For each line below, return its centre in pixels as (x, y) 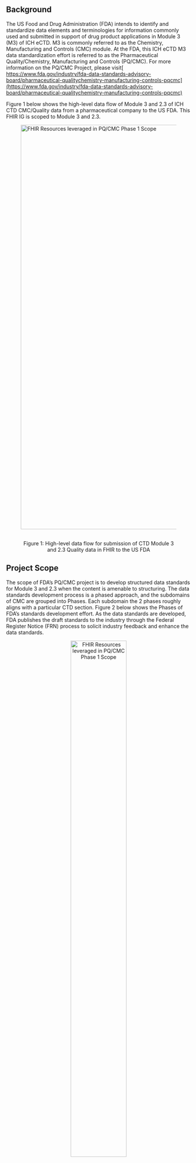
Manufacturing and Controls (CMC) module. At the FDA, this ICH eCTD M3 (96, 49)
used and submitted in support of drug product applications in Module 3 (93, 36)
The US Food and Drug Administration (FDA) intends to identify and (87, 24)
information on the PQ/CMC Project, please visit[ (65, 68)
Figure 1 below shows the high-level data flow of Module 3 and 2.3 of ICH (95, 104)
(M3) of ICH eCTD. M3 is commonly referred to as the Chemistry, (85, 42)
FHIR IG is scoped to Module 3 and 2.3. (53, 116)
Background (29, 10)
